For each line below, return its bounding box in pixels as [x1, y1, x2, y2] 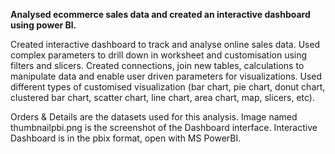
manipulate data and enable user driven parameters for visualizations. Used [10, 70, 323, 82]
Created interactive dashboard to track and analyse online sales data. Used [10, 39, 321, 50]
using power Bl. [10, 19, 77, 31]
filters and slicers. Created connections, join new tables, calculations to [10, 60, 305, 71]
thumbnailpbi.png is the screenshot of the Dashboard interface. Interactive [10, 122, 318, 133]
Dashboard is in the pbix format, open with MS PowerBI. [10, 132, 242, 144]
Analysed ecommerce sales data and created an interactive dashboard [10, 9, 311, 20]
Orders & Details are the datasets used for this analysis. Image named [10, 111, 298, 123]
